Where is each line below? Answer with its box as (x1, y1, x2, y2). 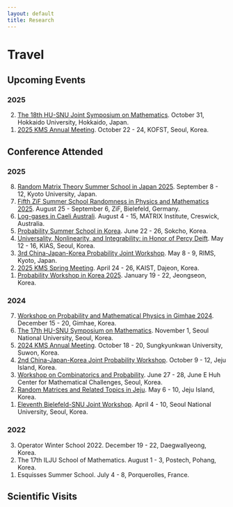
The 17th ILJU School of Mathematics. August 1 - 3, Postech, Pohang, (17, 456, 217, 464)
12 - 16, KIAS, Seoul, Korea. (17, 241, 95, 250)
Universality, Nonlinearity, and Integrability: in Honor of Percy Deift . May (17, 234, 224, 243)
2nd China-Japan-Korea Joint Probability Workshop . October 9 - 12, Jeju (17, 356, 227, 364)
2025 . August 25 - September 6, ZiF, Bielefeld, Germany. (17, 204, 180, 213)
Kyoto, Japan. (17, 257, 58, 265)
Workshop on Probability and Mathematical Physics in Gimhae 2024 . (17, 312, 214, 320)
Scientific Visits (7, 491, 78, 503)
